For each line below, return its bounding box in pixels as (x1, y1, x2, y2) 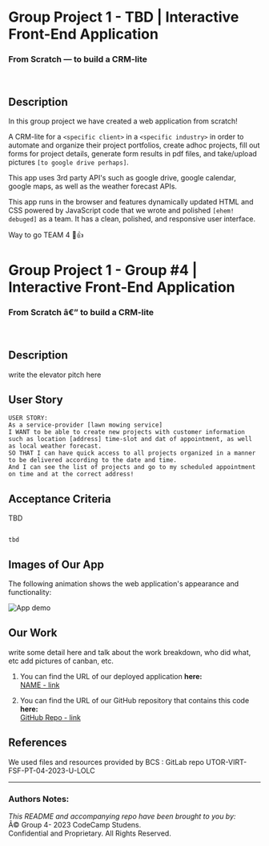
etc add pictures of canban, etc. (8, 656, 114, 666)
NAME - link (19, 680, 60, 690)
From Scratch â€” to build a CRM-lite (8, 307, 155, 318)
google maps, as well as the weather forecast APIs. (8, 181, 178, 192)
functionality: (8, 588, 52, 597)
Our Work (8, 626, 58, 640)
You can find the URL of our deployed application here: (19, 671, 203, 681)
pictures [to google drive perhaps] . (8, 157, 130, 168)
